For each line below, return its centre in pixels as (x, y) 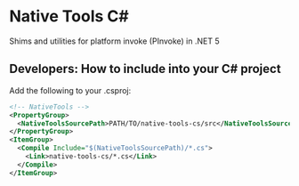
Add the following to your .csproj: (70, 90)
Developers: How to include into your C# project (145, 69)
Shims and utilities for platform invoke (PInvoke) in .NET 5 (114, 41)
